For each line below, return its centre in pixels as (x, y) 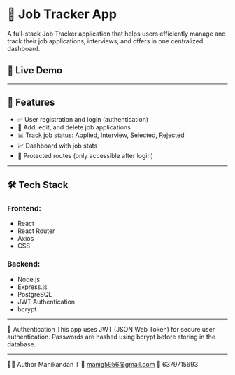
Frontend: (24, 208)
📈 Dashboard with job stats (57, 146)
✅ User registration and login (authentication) (83, 119)
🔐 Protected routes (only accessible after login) (85, 155)
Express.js (32, 287)
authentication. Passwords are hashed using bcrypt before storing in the (111, 337)
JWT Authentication (46, 302)
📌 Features (31, 102)
